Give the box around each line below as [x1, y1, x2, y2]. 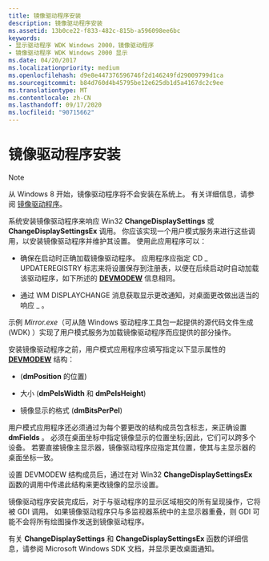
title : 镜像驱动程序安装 [8, 11, 82, 20]
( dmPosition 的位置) [19, 371, 87, 381]
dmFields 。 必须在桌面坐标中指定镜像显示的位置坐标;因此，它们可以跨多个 [8, 432, 256, 442]
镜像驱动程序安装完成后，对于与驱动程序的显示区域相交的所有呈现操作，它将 [8, 496, 261, 506]
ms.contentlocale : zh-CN [8, 94, 91, 102]
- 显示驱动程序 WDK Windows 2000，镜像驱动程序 [8, 42, 155, 50]
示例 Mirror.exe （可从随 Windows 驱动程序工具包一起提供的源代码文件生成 [8, 317, 254, 327]
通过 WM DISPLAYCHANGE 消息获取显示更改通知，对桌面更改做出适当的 [19, 290, 260, 300]
